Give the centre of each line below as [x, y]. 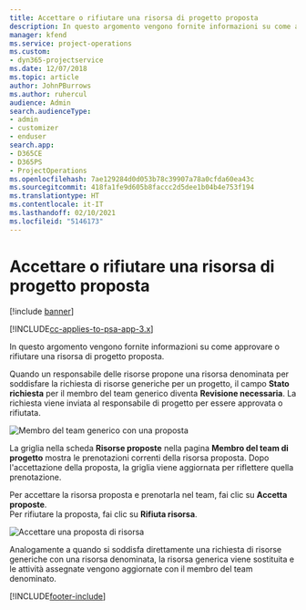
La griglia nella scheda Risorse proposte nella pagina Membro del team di [149, 448]
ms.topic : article [44, 78]
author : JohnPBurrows [51, 86]
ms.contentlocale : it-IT [56, 205]
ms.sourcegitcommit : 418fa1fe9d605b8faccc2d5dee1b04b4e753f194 [132, 188]
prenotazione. [36, 477]
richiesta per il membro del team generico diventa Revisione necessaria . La [153, 393]
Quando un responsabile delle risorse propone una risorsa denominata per [149, 374]
